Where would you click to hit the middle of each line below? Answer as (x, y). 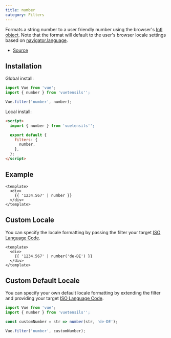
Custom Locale (30, 220)
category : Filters (25, 15)
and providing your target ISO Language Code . (55, 298)
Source (20, 50)
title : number (20, 10)
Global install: (20, 78)
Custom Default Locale (43, 280)
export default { (28, 135)
